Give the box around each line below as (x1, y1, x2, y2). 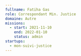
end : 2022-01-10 (14, 30, 48, 35)
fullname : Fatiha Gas (5, 7, 50, 12)
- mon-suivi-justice (9, 43, 52, 48)
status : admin (14, 35, 43, 39)
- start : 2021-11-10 (9, 25, 52, 30)
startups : (5, 39, 26, 44)
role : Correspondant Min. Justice (5, 12, 77, 17)
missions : (5, 20, 26, 26)
